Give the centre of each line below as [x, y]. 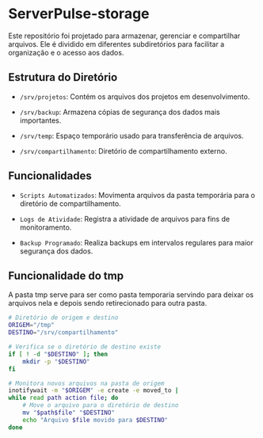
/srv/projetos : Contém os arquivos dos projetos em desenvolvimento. [135, 97]
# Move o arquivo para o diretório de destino [101, 406]
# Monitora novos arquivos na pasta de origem [86, 383]
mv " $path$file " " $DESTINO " [69, 413]
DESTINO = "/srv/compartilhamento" [63, 333]
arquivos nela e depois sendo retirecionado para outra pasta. [108, 303]
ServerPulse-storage [79, 14]
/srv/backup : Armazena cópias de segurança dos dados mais [120, 112]
